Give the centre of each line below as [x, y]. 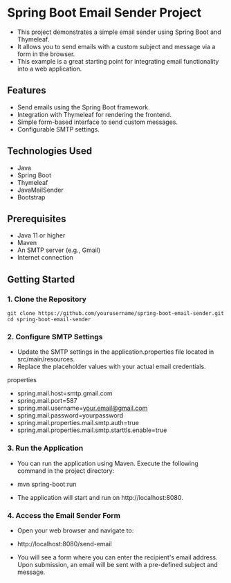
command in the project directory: [66, 470]
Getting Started [41, 279]
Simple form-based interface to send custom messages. [98, 122]
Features [27, 90]
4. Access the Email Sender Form [64, 515]
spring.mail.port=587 [47, 401]
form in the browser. [46, 54]
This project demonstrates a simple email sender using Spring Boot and [119, 32]
